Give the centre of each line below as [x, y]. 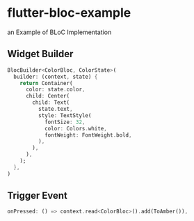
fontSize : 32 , [65, 122]
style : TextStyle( [65, 115]
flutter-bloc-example [69, 13]
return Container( [46, 83]
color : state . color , [55, 90]
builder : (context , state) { [56, 77]
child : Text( [51, 102]
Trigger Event [37, 196]
